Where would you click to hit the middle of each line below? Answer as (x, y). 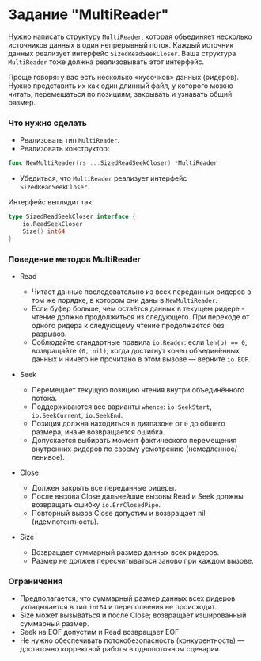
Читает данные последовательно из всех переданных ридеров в (141, 292)
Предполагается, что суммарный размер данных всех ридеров (127, 598)
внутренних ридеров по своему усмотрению (108, 449)
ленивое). (48, 457)
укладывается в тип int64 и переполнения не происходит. (118, 607)
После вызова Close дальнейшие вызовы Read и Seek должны (137, 496)
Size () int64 (44, 231)
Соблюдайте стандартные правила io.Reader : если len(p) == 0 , (139, 342)
